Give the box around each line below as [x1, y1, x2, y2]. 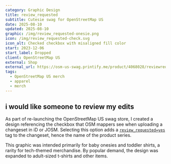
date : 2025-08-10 [5, 21, 42, 27]
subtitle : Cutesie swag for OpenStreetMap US [5, 17, 103, 22]
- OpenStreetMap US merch [10, 74, 65, 79]
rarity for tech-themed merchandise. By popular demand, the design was [5, 148, 159, 154]
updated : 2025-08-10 [5, 27, 49, 32]
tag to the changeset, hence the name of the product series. [5, 132, 132, 138]
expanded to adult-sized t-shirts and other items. [5, 153, 108, 159]
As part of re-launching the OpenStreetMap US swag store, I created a [5, 116, 154, 122]
